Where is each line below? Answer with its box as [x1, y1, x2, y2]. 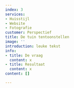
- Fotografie [5, 26, 32, 30]
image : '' [5, 39, 26, 44]
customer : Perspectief [5, 30, 52, 35]
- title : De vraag [5, 53, 43, 58]
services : [5, 12, 26, 17]
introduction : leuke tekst [5, 44, 61, 49]
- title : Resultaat [5, 62, 45, 67]
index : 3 [5, 7, 23, 12]
